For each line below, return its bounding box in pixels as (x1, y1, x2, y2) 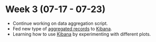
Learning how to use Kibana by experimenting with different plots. (12, 31, 151, 37)
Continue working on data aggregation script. (12, 20, 108, 26)
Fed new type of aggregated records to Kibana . (12, 25, 112, 31)
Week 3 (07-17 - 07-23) (5, 4, 106, 15)
